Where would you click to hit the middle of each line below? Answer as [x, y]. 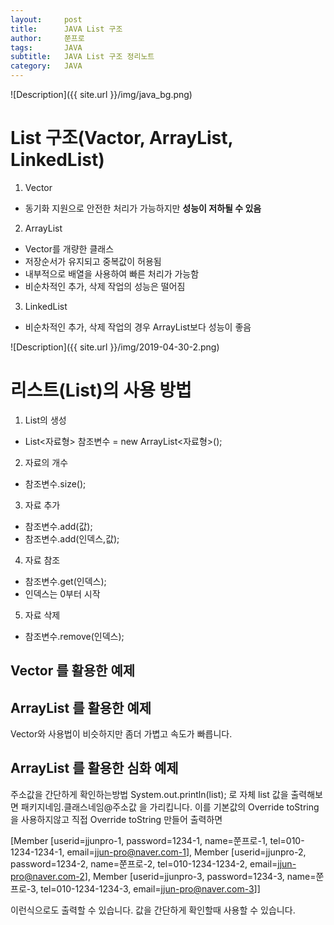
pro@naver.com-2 [47, 876]
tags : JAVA [46, 47]
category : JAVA [46, 66]
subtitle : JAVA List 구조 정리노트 [82, 57]
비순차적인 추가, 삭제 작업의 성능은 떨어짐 [105, 286]
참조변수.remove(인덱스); [74, 636]
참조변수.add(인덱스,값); [72, 538]
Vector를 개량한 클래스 [69, 248]
